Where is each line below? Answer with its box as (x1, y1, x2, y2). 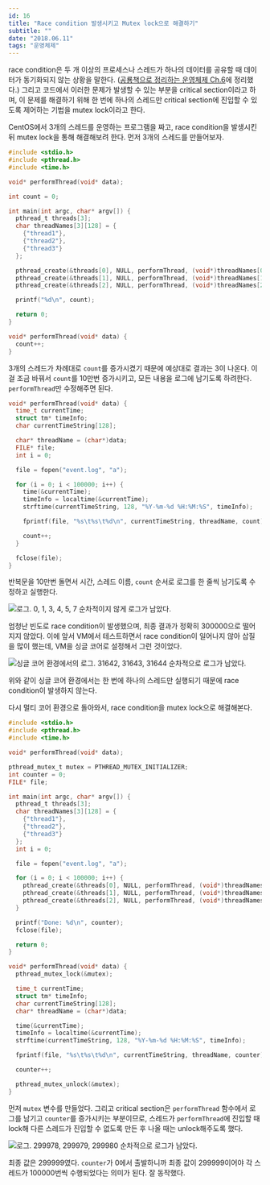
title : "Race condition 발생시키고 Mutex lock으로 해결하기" (8, 19, 199, 27)
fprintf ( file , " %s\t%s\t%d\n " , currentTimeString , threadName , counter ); (15, 1051, 268, 1059)
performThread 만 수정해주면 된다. (8, 383, 114, 393)
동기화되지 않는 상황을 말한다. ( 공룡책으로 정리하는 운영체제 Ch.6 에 (22, 75, 233, 85)
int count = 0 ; (8, 193, 59, 201)
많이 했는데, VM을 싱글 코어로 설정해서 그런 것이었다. (16, 641, 182, 651)
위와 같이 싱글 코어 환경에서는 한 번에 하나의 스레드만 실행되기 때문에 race (8, 676, 239, 686)
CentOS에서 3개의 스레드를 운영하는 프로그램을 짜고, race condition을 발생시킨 (8, 122, 257, 132)
